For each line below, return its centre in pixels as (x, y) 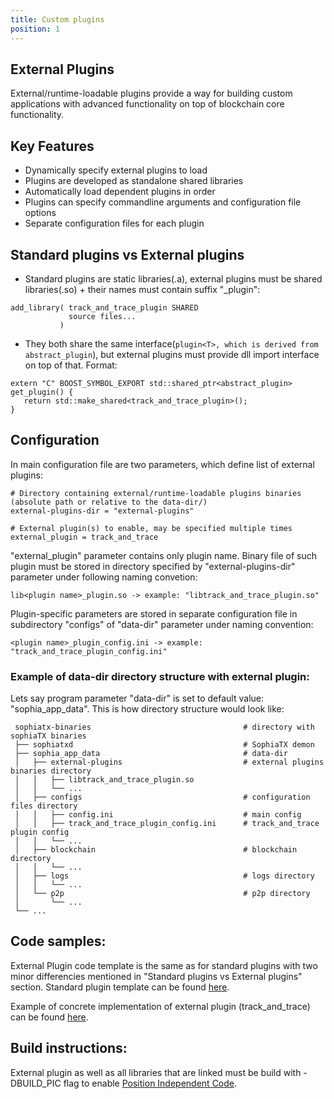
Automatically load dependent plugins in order (120, 192)
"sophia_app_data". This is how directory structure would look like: (147, 709)
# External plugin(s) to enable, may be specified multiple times (151, 528)
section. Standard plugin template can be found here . (120, 987)
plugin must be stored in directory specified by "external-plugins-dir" (153, 566)
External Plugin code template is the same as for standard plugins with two (164, 965)
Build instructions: (69, 1048)
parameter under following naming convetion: (104, 577)
